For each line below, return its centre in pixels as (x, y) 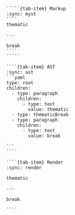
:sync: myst (21, 14)
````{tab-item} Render (35, 162)
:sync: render (24, 168)
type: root (20, 83)
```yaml (16, 78)
